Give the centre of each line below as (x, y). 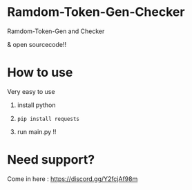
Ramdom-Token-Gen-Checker (96, 12)
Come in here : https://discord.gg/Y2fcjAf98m (73, 179)
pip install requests (48, 119)
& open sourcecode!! (37, 44)
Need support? (51, 160)
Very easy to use (31, 91)
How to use (40, 73)
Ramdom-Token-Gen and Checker (56, 31)
